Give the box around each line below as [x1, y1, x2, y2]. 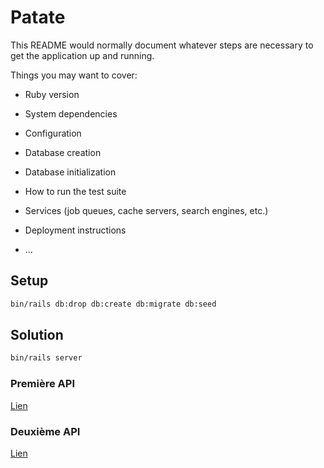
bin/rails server [10, 353, 83, 363]
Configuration [24, 127, 82, 139]
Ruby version [24, 88, 80, 100]
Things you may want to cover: [10, 69, 138, 81]
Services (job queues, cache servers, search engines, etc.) [24, 204, 269, 216]
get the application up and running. [10, 49, 155, 61]
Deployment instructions [24, 224, 127, 236]
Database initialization [24, 166, 117, 178]
